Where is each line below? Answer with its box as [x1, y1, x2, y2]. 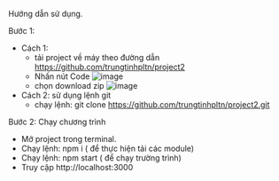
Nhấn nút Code [34, 71, 90, 82]
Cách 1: [20, 43, 49, 53]
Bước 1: [8, 26, 35, 35]
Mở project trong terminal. [20, 134, 117, 144]
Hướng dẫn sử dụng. [8, 9, 83, 19]
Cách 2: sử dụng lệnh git [20, 90, 112, 100]
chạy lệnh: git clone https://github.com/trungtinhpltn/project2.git [34, 99, 270, 110]
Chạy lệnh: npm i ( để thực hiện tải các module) [20, 143, 195, 153]
